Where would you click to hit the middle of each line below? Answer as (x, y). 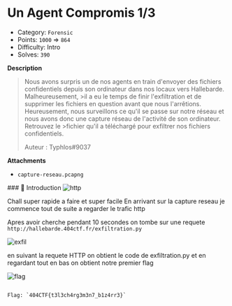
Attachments (27, 160)
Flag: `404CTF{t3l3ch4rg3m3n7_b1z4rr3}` (67, 295)
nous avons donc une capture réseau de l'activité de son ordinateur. (123, 118)
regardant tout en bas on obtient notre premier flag (80, 263)
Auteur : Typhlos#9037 (57, 147)
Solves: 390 (34, 54)
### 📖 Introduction (34, 187)
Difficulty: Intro (39, 47)
